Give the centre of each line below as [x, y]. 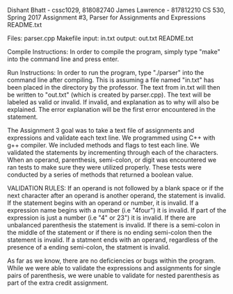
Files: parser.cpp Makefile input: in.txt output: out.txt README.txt [100, 38]
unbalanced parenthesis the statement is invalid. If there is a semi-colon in [114, 225]
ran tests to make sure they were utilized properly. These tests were [104, 167]
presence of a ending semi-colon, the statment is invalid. [89, 247]
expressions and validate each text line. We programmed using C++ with [111, 138]
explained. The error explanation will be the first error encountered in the [111, 109]
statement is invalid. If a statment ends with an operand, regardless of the [113, 240]
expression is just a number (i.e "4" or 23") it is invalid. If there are [102, 218]
